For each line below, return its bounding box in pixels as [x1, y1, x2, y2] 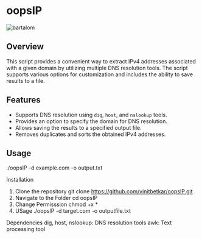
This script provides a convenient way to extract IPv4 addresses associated [6, 57, 197, 65]
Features [6, 95, 41, 105]
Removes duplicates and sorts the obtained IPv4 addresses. [15, 130, 166, 138]
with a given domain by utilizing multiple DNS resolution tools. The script [6, 64, 188, 71]
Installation [6, 176, 34, 184]
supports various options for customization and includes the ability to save [6, 71, 193, 78]
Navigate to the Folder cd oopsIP [15, 194, 98, 202]
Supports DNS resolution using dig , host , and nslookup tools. [15, 111, 167, 118]
